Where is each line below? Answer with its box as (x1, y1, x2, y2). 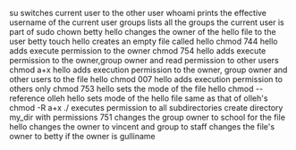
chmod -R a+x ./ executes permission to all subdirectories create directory (9, 103, 283, 112)
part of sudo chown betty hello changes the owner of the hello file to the (9, 27, 276, 37)
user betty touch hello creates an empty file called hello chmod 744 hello (9, 36, 279, 46)
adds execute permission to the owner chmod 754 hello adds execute (9, 46, 266, 56)
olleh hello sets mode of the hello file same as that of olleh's (47, 93, 268, 104)
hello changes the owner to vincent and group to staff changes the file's (9, 121, 275, 132)
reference (9, 93, 46, 104)
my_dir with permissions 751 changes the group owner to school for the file (9, 112, 286, 122)
